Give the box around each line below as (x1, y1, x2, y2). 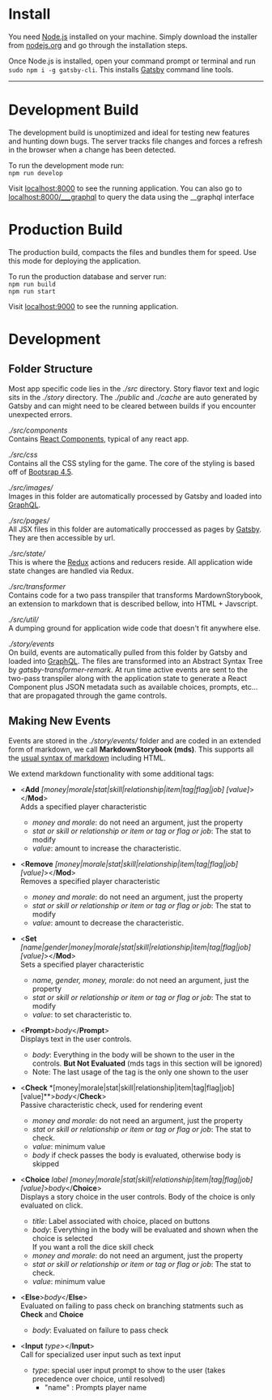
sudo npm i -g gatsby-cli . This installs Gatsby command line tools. (8, 64, 234, 74)
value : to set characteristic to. (32, 1010, 132, 1019)
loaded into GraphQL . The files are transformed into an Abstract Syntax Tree (8, 656, 263, 666)
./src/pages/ (8, 515, 50, 525)
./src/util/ (8, 614, 39, 624)
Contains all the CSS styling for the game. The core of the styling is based (8, 458, 255, 467)
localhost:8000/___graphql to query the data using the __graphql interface (8, 192, 255, 201)
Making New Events (8, 714, 111, 728)
